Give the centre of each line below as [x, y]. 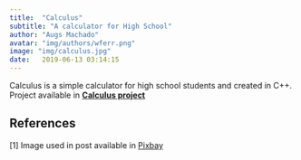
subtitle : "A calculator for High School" [91, 26]
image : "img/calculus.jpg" [60, 52]
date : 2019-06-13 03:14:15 [64, 60]
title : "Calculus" [46, 18]
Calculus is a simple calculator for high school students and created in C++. [151, 85]
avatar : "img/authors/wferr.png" [73, 43]
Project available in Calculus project [78, 95]
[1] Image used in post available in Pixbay [87, 145]
